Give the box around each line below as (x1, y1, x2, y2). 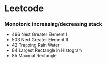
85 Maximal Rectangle (11, 53, 57, 59)
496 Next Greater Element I (11, 31, 67, 37)
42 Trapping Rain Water (11, 42, 60, 48)
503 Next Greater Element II (11, 37, 68, 43)
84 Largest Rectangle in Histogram (11, 47, 82, 53)
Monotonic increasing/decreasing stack (4, 21, 103, 28)
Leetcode (4, 3, 44, 14)
